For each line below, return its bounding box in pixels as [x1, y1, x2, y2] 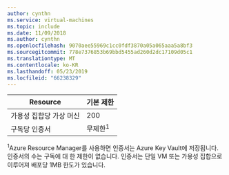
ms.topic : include [7, 23, 60, 30]
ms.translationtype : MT [7, 55, 76, 62]
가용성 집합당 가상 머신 [10, 111, 81, 121]
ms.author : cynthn [7, 36, 60, 43]
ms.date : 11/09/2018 [7, 29, 67, 37]
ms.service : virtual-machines [7, 17, 94, 24]
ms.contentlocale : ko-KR [7, 62, 79, 68]
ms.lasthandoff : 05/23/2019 [7, 68, 88, 75]
